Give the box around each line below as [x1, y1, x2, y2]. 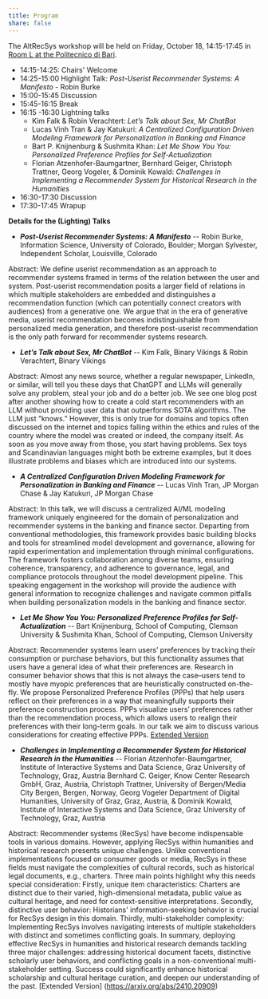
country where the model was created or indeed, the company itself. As [8, 430, 244, 440]
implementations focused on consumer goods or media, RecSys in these [8, 854, 247, 863]
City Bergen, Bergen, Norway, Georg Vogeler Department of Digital [19, 788, 240, 797]
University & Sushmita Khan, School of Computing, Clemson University [19, 630, 254, 639]
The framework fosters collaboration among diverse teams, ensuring [8, 555, 234, 564]
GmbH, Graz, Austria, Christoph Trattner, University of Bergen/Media [19, 779, 246, 788]
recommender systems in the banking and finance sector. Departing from [8, 520, 250, 531]
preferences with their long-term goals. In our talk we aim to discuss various [8, 721, 259, 731]
